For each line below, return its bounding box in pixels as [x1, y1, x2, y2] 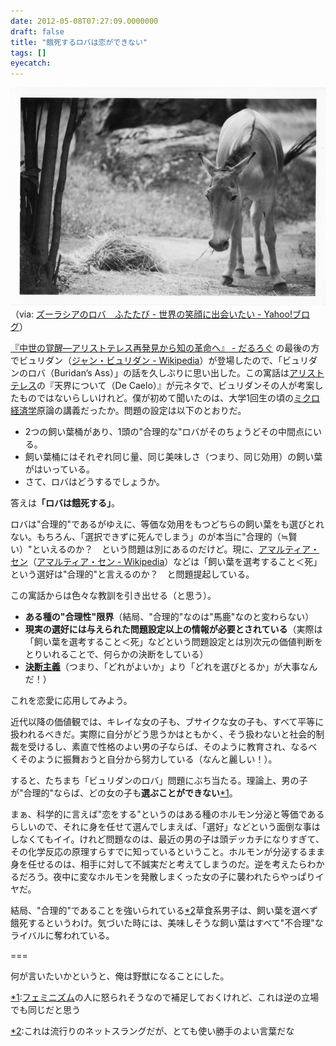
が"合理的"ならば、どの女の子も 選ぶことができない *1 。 [10, 787, 238, 799]
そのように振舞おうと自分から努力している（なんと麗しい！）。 [18, 753, 278, 765]
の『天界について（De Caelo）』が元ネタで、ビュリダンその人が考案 [36, 380, 315, 392]
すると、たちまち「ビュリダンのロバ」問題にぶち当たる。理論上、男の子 [10, 775, 308, 787]
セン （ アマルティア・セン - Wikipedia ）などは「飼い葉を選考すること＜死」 [10, 556, 323, 568]
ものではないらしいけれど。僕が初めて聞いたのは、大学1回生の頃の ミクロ [18, 392, 320, 404]
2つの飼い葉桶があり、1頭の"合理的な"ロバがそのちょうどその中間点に [24, 426, 314, 438]
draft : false [10, 26, 65, 37]
